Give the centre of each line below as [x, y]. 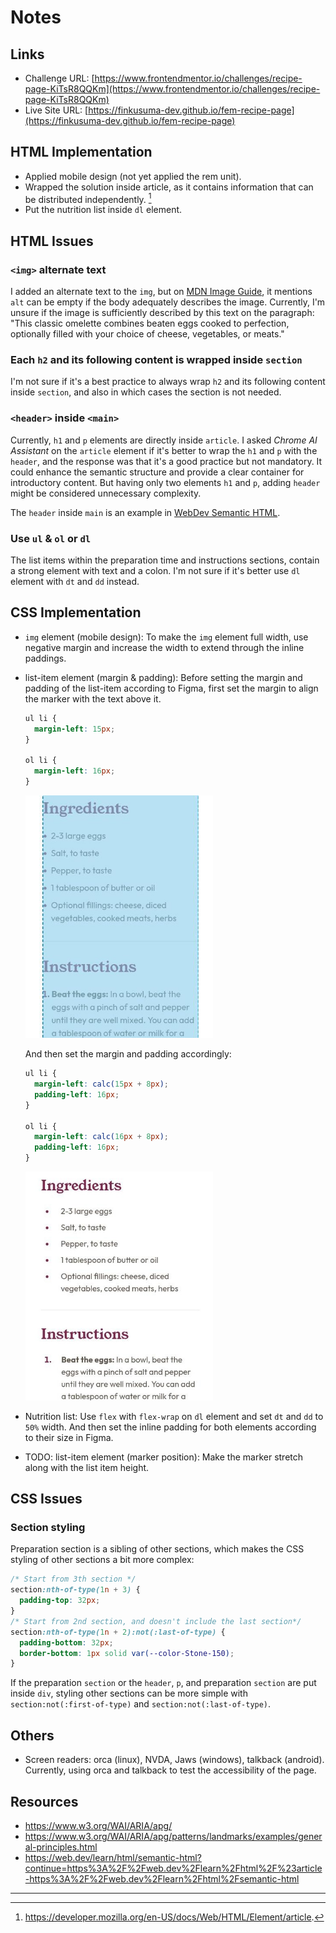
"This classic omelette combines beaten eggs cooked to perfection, [150, 323]
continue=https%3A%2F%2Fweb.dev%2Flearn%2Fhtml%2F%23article [173, 1868]
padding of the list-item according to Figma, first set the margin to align [171, 688]
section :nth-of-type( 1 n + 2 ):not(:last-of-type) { [118, 1632]
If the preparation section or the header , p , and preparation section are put [163, 1683]
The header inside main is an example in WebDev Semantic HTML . [145, 512]
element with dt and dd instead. [75, 582]
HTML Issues [52, 241]
